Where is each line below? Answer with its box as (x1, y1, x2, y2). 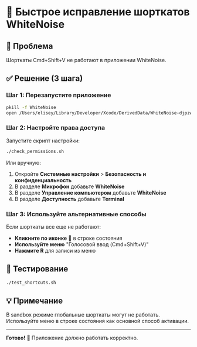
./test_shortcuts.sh (6, 280, 57, 285)
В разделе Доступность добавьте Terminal (14, 195, 124, 202)
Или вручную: (6, 159, 41, 166)
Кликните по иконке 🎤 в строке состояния (14, 234, 123, 241)
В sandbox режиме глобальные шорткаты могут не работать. (6, 311, 160, 318)
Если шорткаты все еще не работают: (6, 223, 101, 230)
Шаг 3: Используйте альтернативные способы (6, 210, 147, 218)
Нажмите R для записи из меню (14, 247, 96, 254)
